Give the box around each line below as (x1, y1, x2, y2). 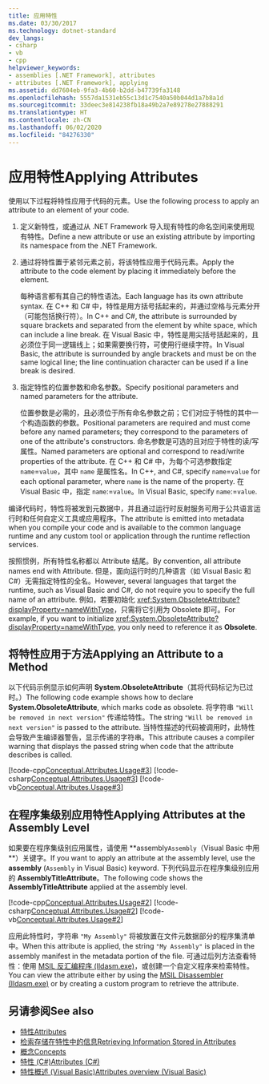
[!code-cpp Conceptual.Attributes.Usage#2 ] (8, 898, 152, 908)
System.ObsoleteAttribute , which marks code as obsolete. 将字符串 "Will (8, 703, 255, 712)
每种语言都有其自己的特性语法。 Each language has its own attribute (19, 291, 243, 300)
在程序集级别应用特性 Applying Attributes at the (8, 808, 246, 821)
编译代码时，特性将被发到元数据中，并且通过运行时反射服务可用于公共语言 (8, 503, 254, 513)
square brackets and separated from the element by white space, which (19, 320, 258, 329)
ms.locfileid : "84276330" (8, 131, 94, 139)
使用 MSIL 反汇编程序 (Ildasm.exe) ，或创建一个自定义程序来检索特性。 (22, 961, 254, 971)
